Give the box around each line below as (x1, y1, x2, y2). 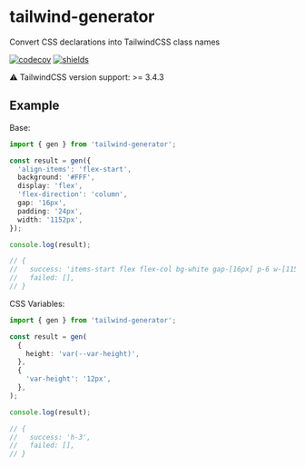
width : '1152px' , (17, 215, 84, 224)
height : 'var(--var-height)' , (25, 349, 141, 358)
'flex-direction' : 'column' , (17, 190, 128, 199)
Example (9, 98, 60, 114)
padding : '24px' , (17, 206, 84, 215)
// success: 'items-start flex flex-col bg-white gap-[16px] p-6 (9, 265, 271, 274)
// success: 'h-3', (9, 432, 92, 442)
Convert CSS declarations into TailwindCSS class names (9, 36, 221, 47)
